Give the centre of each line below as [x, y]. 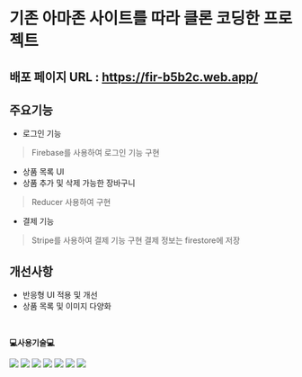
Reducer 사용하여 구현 [71, 202]
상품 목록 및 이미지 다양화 [67, 306]
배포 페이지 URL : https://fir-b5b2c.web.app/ [134, 77]
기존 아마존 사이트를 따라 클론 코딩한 [135, 18]
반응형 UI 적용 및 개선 [60, 295]
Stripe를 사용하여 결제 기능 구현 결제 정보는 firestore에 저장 [136, 240]
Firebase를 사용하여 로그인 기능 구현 [95, 153]
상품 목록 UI [43, 172]
